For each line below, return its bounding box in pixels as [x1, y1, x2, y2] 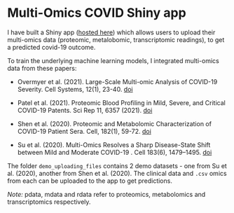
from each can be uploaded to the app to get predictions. [7, 177, 173, 185]
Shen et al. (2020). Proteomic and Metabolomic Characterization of [17, 119, 212, 128]
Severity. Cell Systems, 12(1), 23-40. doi [17, 85, 133, 93]
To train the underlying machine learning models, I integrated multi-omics [7, 56, 219, 64]
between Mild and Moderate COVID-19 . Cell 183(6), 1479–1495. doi [17, 148, 212, 156]
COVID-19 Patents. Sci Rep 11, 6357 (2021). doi [17, 106, 153, 114]
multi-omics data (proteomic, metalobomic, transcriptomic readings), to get [7, 35, 225, 43]
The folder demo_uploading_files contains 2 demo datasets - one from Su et [7, 161, 228, 170]
